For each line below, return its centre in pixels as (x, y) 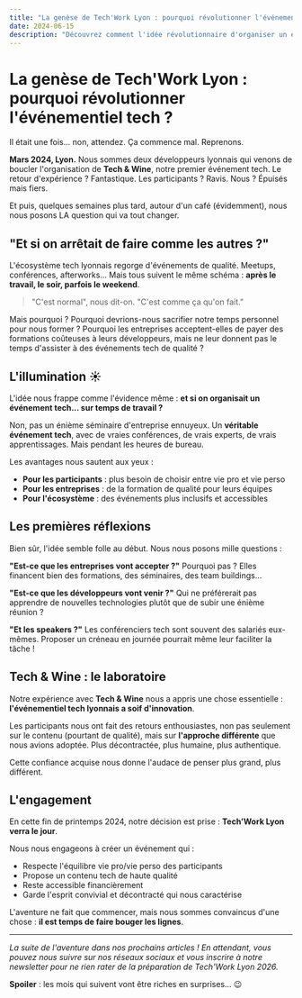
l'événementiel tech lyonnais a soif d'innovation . (102, 708)
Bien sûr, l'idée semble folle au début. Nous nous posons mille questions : (146, 548)
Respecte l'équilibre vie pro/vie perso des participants (122, 866)
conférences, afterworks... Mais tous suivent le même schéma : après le (143, 275)
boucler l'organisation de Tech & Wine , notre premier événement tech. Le (145, 169)
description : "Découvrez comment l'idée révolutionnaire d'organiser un (148, 34)
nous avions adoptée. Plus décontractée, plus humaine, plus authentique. (145, 745)
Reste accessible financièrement (83, 885)
